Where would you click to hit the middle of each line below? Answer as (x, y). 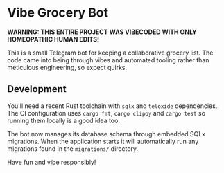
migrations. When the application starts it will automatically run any (103, 141)
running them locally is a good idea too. (63, 120)
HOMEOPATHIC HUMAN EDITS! (53, 39)
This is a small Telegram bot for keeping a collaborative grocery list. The (110, 53)
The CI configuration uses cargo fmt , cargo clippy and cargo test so (106, 113)
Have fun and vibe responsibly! (52, 162)
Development (37, 89)
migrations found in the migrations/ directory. (73, 148)
